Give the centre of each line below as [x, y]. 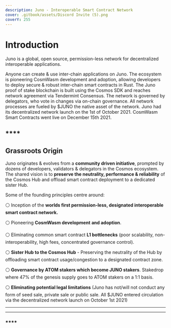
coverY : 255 [18, 19]
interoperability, [22, 242]
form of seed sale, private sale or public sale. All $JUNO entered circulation [84, 294]
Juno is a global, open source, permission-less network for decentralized [82, 59]
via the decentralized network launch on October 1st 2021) [67, 300]
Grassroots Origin [34, 151]
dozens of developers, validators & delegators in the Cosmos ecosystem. [82, 168]
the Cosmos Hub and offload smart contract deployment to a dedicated [80, 180]
